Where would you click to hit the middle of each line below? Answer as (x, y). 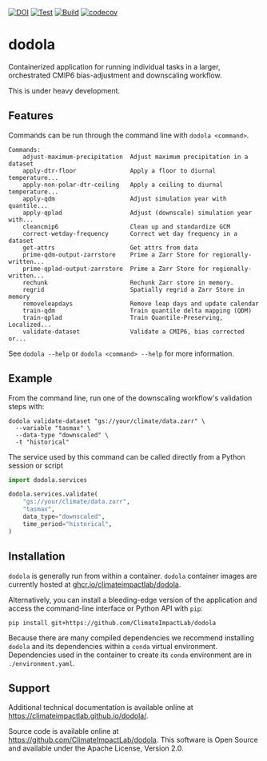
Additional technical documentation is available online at (101, 707)
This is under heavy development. (64, 90)
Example (30, 379)
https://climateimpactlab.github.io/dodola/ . (78, 716)
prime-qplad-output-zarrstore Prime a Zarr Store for (116, 269)
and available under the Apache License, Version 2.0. (96, 748)
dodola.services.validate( (53, 494)
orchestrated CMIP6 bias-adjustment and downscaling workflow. (115, 75)
